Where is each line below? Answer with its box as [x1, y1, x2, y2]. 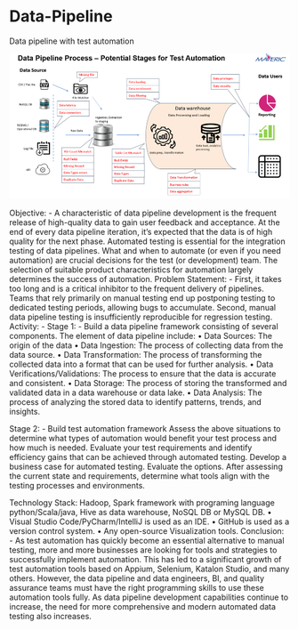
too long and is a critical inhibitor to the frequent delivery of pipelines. [9, 283, 264, 294]
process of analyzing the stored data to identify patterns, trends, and [9, 396, 262, 407]
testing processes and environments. [9, 480, 145, 490]
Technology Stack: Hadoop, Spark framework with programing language [9, 497, 276, 508]
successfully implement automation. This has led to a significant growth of [9, 553, 282, 564]
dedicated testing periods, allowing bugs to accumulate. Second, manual [9, 302, 277, 312]
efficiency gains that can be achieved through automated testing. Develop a [9, 451, 287, 462]
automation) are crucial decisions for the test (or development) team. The [9, 254, 278, 265]
